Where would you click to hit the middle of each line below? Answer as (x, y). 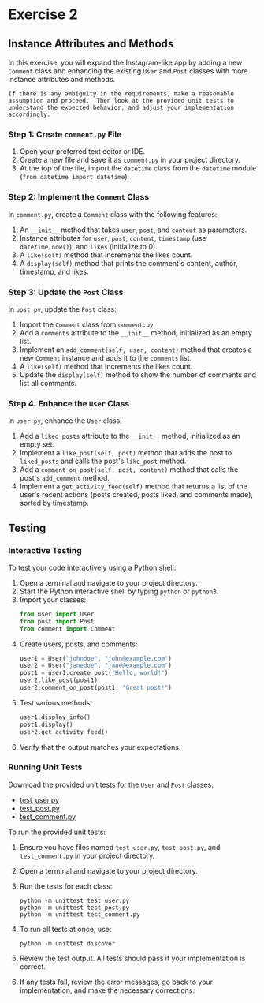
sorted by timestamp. (54, 503)
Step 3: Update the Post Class (66, 292)
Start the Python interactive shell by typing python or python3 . (119, 591)
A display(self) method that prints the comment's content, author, (128, 263)
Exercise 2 (43, 15)
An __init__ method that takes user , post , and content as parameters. (133, 230)
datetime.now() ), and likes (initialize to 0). (88, 246)
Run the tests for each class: (66, 886)
